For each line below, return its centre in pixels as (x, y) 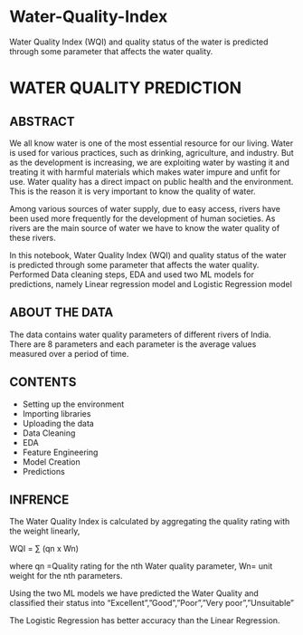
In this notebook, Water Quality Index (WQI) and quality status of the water (148, 255)
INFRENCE (39, 500)
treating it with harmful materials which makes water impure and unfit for (145, 172)
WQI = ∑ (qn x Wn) (44, 549)
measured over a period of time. (69, 353)
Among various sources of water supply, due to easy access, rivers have (145, 208)
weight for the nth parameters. (66, 576)
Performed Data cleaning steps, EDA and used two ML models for (132, 274)
